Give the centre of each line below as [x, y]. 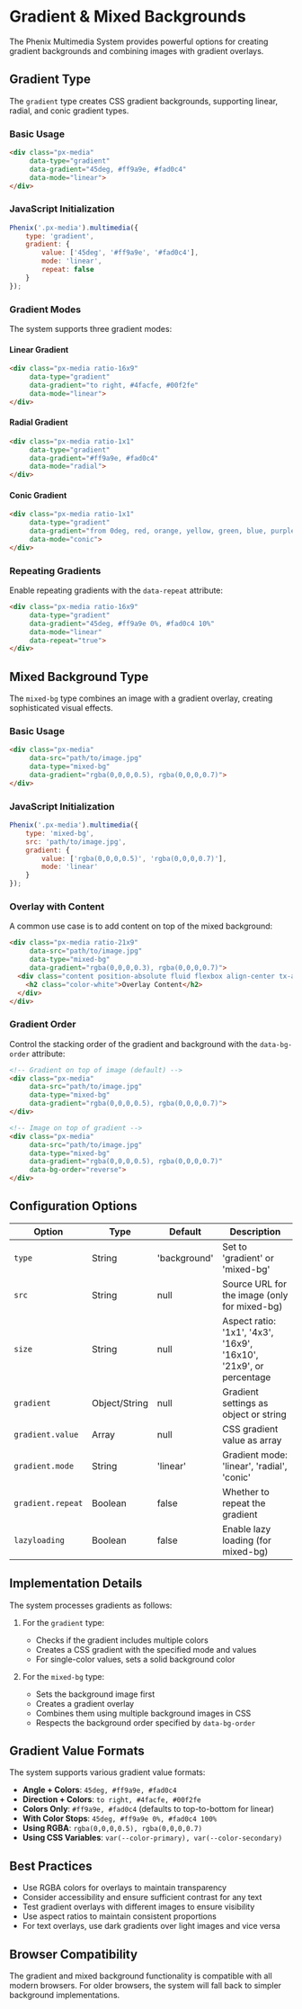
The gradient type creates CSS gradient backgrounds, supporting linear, [144, 101]
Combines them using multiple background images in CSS [143, 1713]
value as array [252, 1439]
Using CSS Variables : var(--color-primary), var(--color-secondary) [152, 1838]
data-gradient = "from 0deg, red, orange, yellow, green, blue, [148, 531]
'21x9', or [243, 1366]
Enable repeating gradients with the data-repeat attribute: [116, 590]
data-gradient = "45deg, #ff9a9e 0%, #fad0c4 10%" [122, 623]
